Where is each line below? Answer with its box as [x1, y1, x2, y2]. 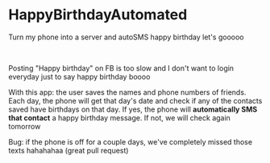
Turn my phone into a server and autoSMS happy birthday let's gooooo [8, 32, 244, 42]
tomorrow [8, 121, 41, 131]
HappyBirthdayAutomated [8, 6, 188, 24]
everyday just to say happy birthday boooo [8, 71, 151, 81]
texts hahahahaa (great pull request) [8, 145, 129, 155]
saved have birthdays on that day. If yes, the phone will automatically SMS [8, 104, 258, 114]
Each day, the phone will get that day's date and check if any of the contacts [8, 96, 263, 105]
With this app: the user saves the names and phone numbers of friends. [8, 87, 247, 97]
